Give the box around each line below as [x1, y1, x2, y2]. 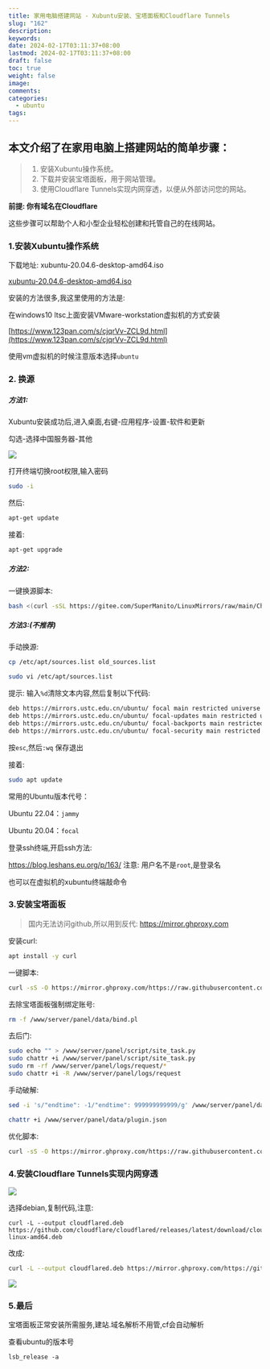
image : [8, 79, 31, 87]
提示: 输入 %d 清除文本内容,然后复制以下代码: [8, 688, 151, 698]
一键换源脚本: [8, 586, 54, 595]
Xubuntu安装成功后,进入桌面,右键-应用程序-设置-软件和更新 [8, 417, 206, 426]
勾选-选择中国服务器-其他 [8, 434, 92, 443]
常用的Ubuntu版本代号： [8, 791, 90, 801]
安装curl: [8, 935, 38, 945]
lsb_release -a [8, 1353, 59, 1362]
